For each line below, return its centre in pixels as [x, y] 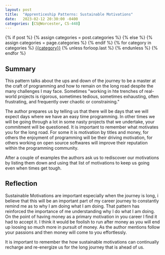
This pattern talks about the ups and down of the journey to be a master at [81, 81]
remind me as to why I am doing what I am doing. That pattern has [72, 206]
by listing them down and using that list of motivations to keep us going [77, 163]
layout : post [18, 10]
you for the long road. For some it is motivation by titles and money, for [77, 132]
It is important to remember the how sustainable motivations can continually [82, 242]
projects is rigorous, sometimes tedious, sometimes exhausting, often [88, 96]
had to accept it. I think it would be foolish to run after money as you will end [82, 222]
